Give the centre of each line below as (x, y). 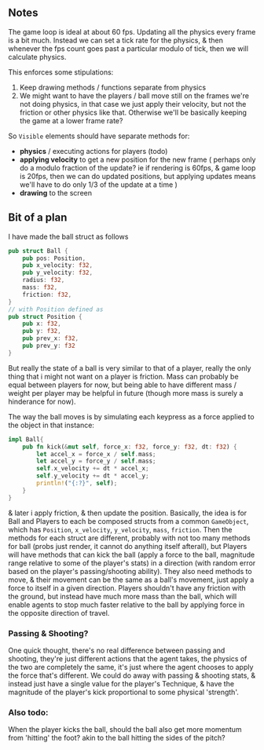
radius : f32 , (44, 280)
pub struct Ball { (38, 251)
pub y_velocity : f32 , (57, 273)
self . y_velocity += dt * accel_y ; (93, 476)
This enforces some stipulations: (61, 72)
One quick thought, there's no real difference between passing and (117, 650)
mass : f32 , (40, 287)
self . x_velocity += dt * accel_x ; (93, 469)
